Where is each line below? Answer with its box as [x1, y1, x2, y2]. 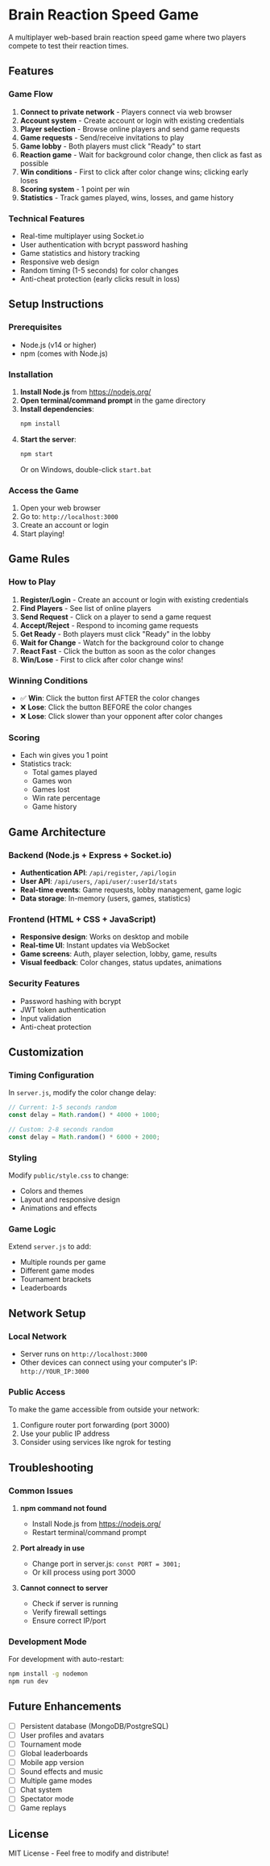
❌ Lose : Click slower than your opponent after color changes [19, 711, 223, 721]
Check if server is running [31, 1598, 118, 1608]
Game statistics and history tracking [19, 248, 140, 257]
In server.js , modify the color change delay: [8, 1088, 157, 1098]
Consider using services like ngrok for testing [19, 1437, 172, 1447]
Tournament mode [19, 1739, 82, 1749]
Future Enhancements [8, 1700, 123, 1713]
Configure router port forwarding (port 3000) [19, 1420, 170, 1430]
